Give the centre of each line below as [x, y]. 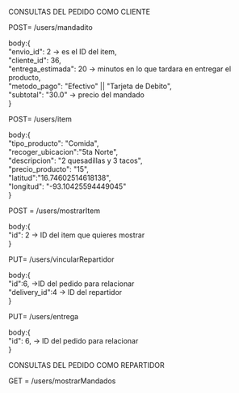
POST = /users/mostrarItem [55, 211]
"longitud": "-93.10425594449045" [67, 186]
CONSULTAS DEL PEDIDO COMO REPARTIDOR [87, 365]
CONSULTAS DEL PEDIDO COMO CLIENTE [80, 12]
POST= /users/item [40, 119]
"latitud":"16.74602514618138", [60, 178]
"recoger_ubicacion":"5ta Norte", [63, 152]
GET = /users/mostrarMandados [62, 381]
